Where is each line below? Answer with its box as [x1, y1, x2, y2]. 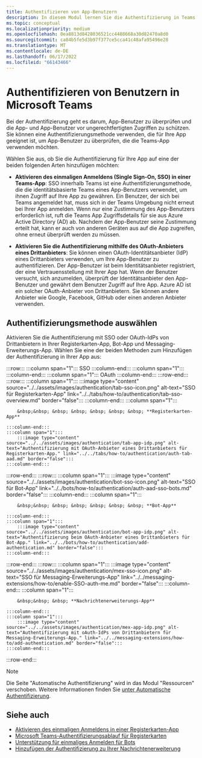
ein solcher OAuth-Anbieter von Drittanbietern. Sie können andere [14, 288, 179, 295]
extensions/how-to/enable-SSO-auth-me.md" [6, 580, 121, 587]
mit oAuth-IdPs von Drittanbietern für [71, 630, 171, 636]
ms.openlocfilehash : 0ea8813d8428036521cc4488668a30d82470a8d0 [6, 31, 169, 37]
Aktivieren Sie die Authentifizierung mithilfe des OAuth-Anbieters [14, 242, 184, 250]
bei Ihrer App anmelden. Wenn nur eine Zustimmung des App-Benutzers [14, 206, 195, 213]
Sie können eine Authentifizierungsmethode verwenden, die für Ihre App [6, 131, 186, 138]
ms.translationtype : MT [6, 43, 66, 49]
